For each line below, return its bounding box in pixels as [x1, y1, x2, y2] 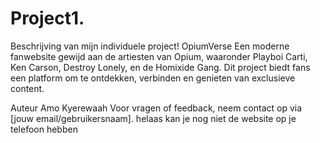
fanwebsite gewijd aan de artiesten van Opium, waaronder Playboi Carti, [10, 50, 308, 62]
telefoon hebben [10, 123, 78, 135]
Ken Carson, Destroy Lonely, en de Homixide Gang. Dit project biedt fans [10, 61, 311, 73]
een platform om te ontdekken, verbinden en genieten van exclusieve [10, 72, 296, 84]
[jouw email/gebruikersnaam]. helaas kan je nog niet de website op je [10, 112, 297, 124]
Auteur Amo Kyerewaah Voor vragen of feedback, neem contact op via [10, 102, 303, 114]
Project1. [10, 7, 85, 30]
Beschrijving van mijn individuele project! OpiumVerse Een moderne [10, 40, 290, 52]
